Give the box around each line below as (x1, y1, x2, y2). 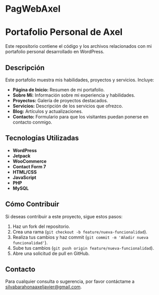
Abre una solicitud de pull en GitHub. (12, 250, 90, 256)
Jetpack (12, 153, 30, 159)
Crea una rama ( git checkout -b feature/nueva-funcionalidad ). (12, 228, 147, 234)
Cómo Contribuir (5, 200, 59, 209)
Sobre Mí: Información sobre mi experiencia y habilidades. (12, 92, 136, 98)
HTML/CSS (12, 169, 37, 175)
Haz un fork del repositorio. (12, 223, 70, 229)
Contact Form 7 (12, 163, 46, 169)
